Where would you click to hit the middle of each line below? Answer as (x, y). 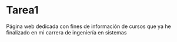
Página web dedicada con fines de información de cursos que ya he (89, 26)
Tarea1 (22, 10)
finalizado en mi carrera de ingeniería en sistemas (66, 32)
